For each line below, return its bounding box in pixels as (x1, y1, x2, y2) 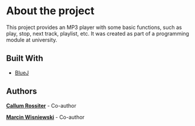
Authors (6, 86, 37, 96)
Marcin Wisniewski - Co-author (6, 114, 85, 121)
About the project (6, 4, 95, 18)
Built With (6, 53, 43, 63)
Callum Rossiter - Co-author (6, 102, 77, 109)
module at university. (6, 36, 57, 43)
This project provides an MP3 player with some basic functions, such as (6, 24, 182, 31)
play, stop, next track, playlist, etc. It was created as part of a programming (6, 30, 190, 37)
